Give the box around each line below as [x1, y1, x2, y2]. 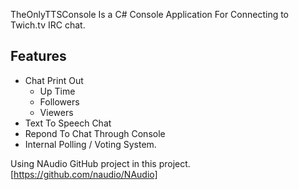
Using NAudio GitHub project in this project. [10, 157, 191, 169]
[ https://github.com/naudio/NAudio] [10, 168, 158, 180]
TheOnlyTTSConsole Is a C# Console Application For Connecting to [10, 9, 290, 20]
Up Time [39, 85, 76, 97]
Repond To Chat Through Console [24, 127, 166, 139]
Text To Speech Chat [24, 117, 112, 129]
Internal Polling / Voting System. [24, 138, 157, 150]
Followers [39, 95, 80, 108]
